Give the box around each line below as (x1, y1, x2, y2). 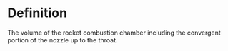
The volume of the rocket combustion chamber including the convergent (7, 28, 222, 37)
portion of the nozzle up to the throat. (7, 35, 118, 44)
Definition (7, 5, 68, 21)
